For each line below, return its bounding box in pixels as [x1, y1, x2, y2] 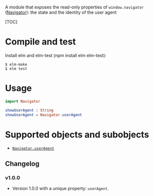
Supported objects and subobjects [5, 129, 150, 140]
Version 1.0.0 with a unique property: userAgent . [12, 186, 109, 192]
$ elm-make [5, 62, 27, 67]
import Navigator [5, 98, 41, 104]
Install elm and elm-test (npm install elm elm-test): [5, 52, 106, 58]
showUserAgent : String [5, 108, 54, 113]
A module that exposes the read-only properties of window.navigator [5, 4, 144, 10]
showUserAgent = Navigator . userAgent [5, 112, 82, 117]
